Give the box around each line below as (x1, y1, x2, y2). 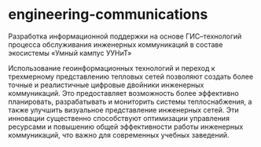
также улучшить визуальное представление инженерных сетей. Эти (8, 105, 239, 115)
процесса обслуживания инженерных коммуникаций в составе (8, 39, 223, 49)
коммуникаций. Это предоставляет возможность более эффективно (8, 88, 240, 97)
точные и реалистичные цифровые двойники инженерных (8, 80, 204, 90)
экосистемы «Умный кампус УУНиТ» (8, 48, 132, 57)
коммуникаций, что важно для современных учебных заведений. (8, 130, 230, 139)
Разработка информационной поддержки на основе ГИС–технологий (8, 31, 242, 41)
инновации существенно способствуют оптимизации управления (8, 113, 230, 123)
